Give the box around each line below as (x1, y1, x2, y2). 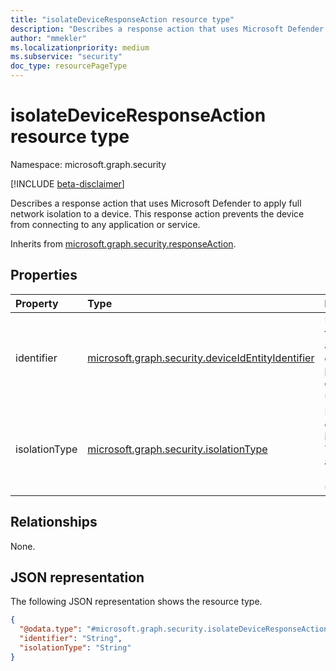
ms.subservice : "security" (10, 52, 123, 62)
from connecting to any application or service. (10, 218, 201, 230)
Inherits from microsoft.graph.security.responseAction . (10, 237, 237, 250)
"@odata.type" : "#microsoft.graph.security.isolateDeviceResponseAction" (19, 624, 333, 635)
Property (15, 296, 59, 310)
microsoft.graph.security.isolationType (87, 442, 268, 456)
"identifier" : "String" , (19, 634, 123, 644)
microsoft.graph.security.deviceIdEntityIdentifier (87, 351, 315, 365)
